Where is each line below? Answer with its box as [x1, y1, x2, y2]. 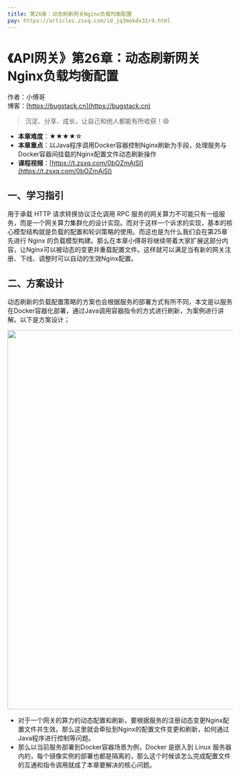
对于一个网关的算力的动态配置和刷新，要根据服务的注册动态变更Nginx [17, 716, 224, 725]
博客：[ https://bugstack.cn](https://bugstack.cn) [7, 101, 151, 111]
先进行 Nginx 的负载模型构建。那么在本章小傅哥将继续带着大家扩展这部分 [7, 236, 223, 245]
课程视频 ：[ [17, 158, 52, 168]
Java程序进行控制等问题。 [17, 734, 95, 742]
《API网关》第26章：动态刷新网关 [7, 50, 201, 66]
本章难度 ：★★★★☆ [17, 132, 82, 141]
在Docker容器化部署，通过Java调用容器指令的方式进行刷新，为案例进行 [7, 306, 218, 315]
